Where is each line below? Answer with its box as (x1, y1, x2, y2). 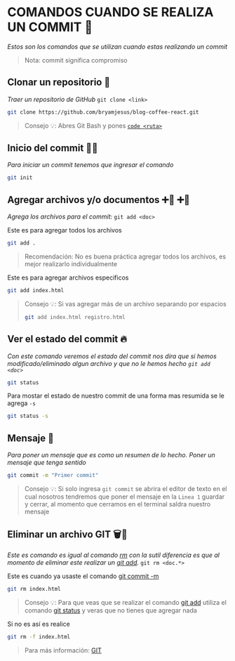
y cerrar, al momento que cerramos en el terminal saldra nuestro (24, 500, 211, 508)
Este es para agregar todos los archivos (7, 226, 122, 235)
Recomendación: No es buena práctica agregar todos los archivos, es (24, 252, 227, 261)
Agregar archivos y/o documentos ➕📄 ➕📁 (7, 194, 191, 206)
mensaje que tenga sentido (7, 458, 86, 467)
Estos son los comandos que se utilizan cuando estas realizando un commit (7, 42, 228, 51)
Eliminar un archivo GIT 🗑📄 (7, 528, 128, 541)
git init (7, 174, 33, 181)
